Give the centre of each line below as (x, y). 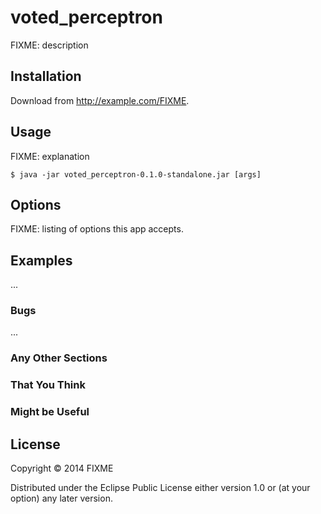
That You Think (48, 385)
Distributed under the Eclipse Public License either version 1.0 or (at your (160, 488)
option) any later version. (61, 498)
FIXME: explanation (50, 156)
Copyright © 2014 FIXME (62, 468)
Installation (46, 76)
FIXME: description (49, 45)
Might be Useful (50, 412)
